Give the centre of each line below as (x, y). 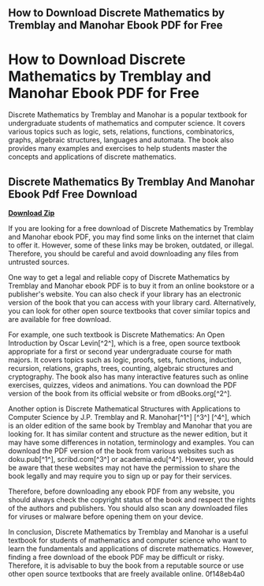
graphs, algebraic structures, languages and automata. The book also (121, 140)
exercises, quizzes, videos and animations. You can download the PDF (123, 385)
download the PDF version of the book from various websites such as (121, 451)
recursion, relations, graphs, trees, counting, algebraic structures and (121, 369)
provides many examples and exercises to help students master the (117, 149)
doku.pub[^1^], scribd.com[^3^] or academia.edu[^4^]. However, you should (131, 459)
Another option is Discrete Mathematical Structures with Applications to (124, 409)
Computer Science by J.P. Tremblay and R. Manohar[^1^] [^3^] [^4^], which (129, 418)
